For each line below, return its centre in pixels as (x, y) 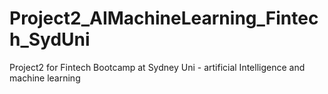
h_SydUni (50, 39)
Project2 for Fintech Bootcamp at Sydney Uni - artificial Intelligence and (157, 67)
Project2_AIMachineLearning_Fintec (164, 18)
